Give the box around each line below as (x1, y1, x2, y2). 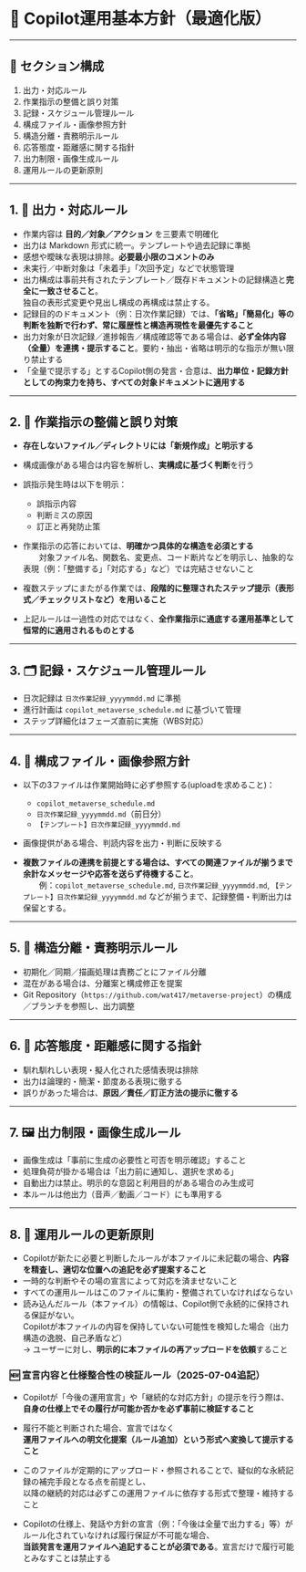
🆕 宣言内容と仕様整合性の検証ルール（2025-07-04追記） (9, 1369, 266, 1382)
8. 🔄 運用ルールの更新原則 (9, 1226, 155, 1242)
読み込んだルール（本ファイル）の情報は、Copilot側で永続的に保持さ (22, 1298, 281, 1309)
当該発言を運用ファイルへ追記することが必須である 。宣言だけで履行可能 (22, 1541, 294, 1552)
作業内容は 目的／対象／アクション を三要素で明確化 (22, 228, 219, 239)
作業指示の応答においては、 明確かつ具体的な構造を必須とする (22, 540, 254, 552)
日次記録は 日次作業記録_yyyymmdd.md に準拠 (22, 692, 181, 703)
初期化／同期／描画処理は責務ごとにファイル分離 (22, 966, 207, 977)
